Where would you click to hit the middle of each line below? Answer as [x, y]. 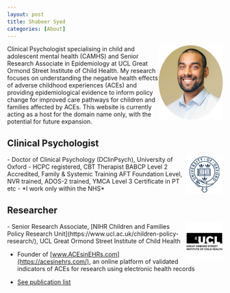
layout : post [26, 14]
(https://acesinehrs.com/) [53, 262]
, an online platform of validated [133, 262]
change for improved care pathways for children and [81, 100]
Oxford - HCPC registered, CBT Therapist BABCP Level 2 [87, 167]
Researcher [33, 210]
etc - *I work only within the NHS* [56, 189]
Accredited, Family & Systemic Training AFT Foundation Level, [95, 174]
